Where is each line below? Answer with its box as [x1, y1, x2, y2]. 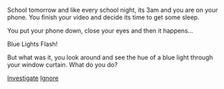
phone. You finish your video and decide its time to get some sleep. [7, 13, 200, 21]
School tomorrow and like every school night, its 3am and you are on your [7, 6, 218, 14]
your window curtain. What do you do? [7, 61, 118, 68]
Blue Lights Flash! [7, 40, 58, 48]
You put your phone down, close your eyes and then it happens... [7, 27, 193, 34]
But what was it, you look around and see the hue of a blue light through [7, 53, 214, 61]
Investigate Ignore [7, 74, 59, 82]
